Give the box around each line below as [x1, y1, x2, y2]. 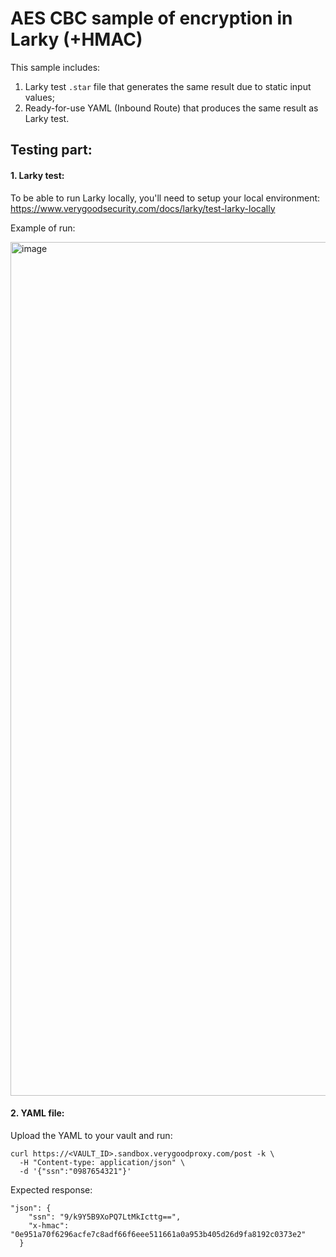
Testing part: [10, 142, 93, 159]
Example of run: [10, 222, 76, 234]
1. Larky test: [10, 169, 65, 181]
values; [24, 91, 55, 103]
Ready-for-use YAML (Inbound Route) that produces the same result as [24, 102, 319, 114]
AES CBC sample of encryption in [10, 7, 293, 30]
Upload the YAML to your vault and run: [10, 1129, 173, 1141]
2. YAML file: [10, 1107, 65, 1119]
